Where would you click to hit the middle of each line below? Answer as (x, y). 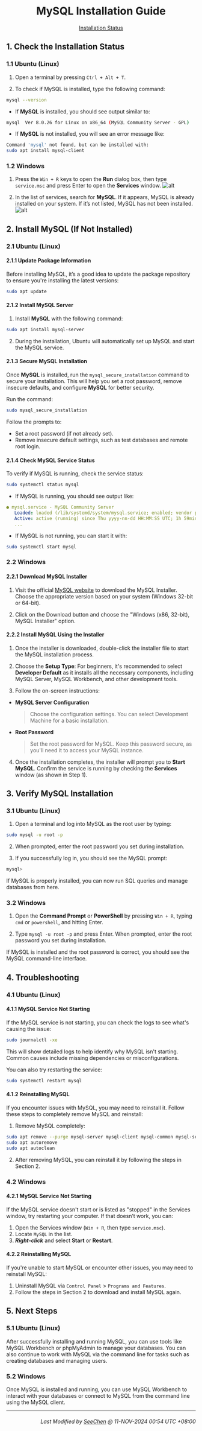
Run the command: (30, 399)
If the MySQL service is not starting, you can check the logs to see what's (98, 1023)
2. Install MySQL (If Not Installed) (69, 229)
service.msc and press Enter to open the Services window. (88, 186)
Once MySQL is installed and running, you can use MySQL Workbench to (97, 1389)
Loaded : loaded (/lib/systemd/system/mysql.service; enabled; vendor (103, 513)
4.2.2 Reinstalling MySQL (39, 1254)
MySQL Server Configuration (52, 702)
